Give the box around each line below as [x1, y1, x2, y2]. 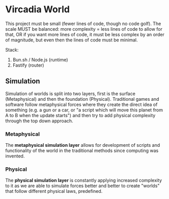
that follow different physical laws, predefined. [5, 188, 103, 194]
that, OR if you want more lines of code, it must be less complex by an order [5, 31, 164, 37]
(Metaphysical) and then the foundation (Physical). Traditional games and [5, 96, 159, 102]
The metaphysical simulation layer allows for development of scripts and [5, 142, 160, 148]
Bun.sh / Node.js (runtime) [12, 56, 68, 62]
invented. [5, 153, 25, 159]
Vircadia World [5, 4, 70, 15]
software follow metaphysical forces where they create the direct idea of [5, 101, 158, 107]
